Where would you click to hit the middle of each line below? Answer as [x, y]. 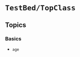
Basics [13, 39]
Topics [16, 25]
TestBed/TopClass [40, 8]
